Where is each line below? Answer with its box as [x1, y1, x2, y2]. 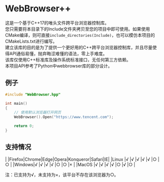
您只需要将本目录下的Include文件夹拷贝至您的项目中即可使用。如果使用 [5, 26, 150, 32]
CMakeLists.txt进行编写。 [5, 38, 57, 44]
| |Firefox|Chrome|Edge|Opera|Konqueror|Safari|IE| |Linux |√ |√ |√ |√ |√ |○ [5, 156, 157, 162]
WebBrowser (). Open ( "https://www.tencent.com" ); [14, 115, 114, 120]
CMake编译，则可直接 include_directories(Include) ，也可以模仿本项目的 [5, 32, 155, 38]
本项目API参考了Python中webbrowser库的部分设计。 [5, 62, 113, 69]
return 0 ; [14, 123, 35, 128]
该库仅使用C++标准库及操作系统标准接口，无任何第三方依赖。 [5, 57, 131, 62]
